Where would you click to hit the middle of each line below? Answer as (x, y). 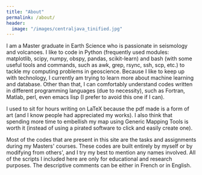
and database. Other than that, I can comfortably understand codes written (99, 84)
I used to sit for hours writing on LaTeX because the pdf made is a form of (98, 109)
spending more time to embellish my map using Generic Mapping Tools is (97, 122)
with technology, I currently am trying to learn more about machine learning (100, 78)
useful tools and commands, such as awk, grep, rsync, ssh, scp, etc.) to (96, 65)
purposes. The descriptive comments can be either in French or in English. (99, 165)
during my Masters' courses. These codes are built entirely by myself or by (99, 146)
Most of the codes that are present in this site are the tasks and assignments (101, 140)
